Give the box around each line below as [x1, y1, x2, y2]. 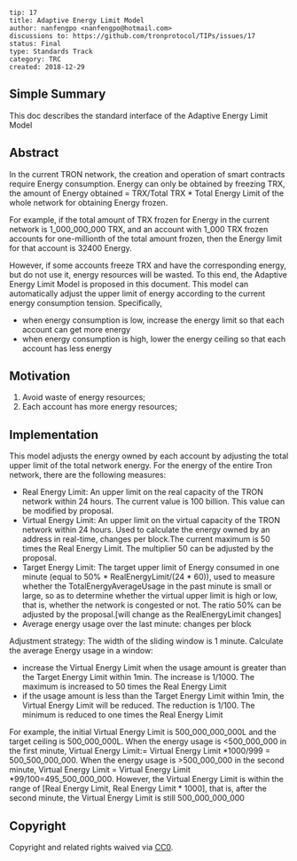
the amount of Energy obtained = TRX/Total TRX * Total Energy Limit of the [9, 187, 285, 199]
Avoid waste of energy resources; [21, 392, 146, 403]
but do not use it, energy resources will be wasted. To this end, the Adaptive [9, 269, 288, 279]
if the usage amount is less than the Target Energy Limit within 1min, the [21, 691, 285, 701]
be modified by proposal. [21, 505, 114, 516]
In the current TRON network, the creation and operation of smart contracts [9, 168, 285, 179]
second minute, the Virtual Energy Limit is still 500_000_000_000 [9, 793, 246, 803]
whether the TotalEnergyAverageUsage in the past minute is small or [21, 581, 272, 591]
